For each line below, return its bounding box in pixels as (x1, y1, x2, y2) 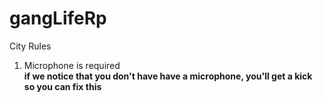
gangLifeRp (9, 7, 107, 30)
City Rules (9, 40, 52, 52)
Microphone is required (23, 59, 121, 71)
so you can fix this (23, 80, 102, 92)
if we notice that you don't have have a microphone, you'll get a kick (23, 70, 313, 82)
